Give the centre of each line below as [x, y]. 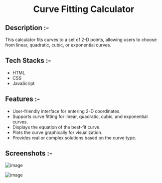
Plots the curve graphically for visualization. [57, 132]
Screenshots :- [29, 153]
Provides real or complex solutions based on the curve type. [74, 137]
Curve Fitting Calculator [84, 9]
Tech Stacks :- [28, 61]
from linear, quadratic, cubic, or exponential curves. [58, 45]
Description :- [27, 28]
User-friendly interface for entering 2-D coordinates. [66, 111]
